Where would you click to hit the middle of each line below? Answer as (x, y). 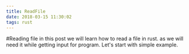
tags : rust (19, 22)
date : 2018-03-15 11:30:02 (39, 17)
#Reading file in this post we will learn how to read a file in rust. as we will (95, 39)
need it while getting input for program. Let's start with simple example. (92, 45)
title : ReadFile (26, 11)
